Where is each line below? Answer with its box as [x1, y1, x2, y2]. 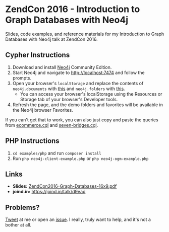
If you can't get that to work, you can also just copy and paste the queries [5, 117, 159, 123]
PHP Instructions [5, 137, 60, 145]
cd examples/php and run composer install [12, 150, 102, 156]
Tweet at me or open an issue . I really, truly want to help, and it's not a [5, 216, 151, 222]
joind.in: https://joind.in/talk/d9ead [12, 189, 86, 195]
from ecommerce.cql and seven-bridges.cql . [5, 122, 98, 128]
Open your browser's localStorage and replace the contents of [12, 80, 144, 86]
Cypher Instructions [5, 51, 70, 59]
